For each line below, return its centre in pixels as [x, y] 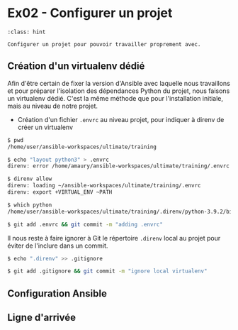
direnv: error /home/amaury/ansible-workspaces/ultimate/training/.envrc [119, 166]
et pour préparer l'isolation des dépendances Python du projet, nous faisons [119, 91]
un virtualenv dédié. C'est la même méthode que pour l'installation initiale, [115, 98]
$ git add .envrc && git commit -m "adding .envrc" [85, 224]
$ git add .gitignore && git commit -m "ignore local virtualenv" [107, 271]
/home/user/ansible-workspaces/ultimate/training [82, 147]
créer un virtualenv [45, 127]
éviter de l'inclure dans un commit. [58, 246]
